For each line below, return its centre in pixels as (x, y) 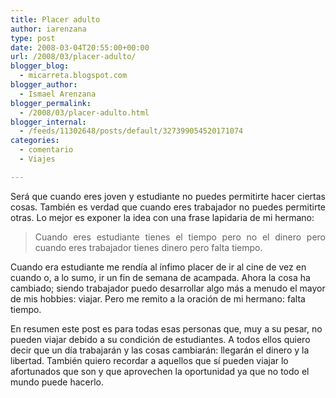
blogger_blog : (40, 66)
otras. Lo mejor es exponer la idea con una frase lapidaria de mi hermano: (162, 217)
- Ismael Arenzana (58, 94)
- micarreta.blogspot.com (73, 76)
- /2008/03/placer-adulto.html (84, 112)
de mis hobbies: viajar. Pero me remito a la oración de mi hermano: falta (158, 298)
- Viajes (37, 159)
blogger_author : (44, 85)
